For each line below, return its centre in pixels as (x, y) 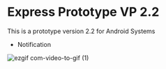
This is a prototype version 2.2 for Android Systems (81, 31)
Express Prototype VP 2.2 (83, 12)
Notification (34, 44)
